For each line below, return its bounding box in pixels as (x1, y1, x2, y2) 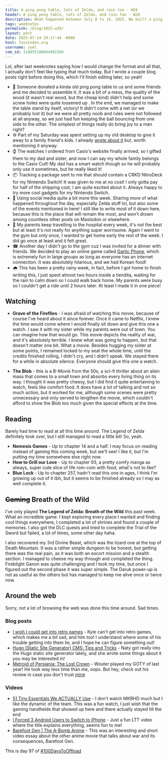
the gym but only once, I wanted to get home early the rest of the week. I (12, 232, 163, 238)
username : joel (5, 45, 37, 50)
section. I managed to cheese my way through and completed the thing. (5, 555, 154, 561)
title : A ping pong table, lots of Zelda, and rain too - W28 (5, 7, 138, 13)
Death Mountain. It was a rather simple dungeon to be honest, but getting (5, 545, 157, 551)
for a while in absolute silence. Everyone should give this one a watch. (12, 358, 158, 364)
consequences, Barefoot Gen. (12, 738, 75, 744)
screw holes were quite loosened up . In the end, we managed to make (12, 100, 159, 106)
